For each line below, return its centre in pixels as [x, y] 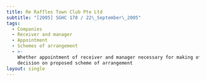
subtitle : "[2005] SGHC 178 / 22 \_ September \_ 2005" [74, 18]
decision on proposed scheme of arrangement [75, 63]
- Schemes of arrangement [45, 46]
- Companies [27, 29]
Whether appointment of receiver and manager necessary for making [105, 57]
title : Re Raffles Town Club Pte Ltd [55, 12]
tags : [13, 23]
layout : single [26, 69]
